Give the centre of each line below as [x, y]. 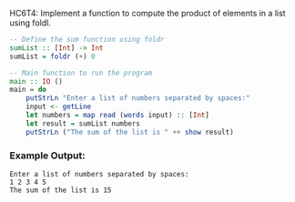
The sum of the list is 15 [61, 190]
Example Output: [47, 156]
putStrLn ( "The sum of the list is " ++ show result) [130, 132]
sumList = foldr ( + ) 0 [52, 56]
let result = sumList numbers [83, 123]
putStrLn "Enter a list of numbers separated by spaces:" [138, 98]
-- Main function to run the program [81, 73]
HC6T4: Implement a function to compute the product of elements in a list [147, 13]
